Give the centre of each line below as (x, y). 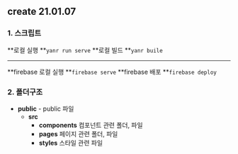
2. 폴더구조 (25, 92)
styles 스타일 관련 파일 (71, 143)
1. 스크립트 (24, 33)
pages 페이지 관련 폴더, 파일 (78, 133)
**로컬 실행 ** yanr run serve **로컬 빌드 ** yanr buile (85, 50)
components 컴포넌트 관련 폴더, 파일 (91, 125)
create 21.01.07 (42, 12)
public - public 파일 (46, 109)
